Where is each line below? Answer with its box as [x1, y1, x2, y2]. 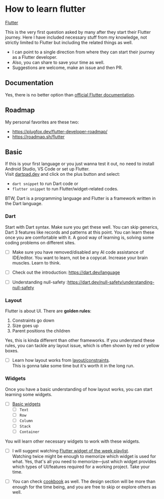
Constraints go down [12, 317, 55, 324]
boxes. [5, 348, 19, 354]
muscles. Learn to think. [12, 260, 61, 265]
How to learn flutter [5, 3, 86, 15]
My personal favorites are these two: [5, 119, 79, 125]
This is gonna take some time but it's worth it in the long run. [12, 363, 135, 369]
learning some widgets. [5, 391, 52, 397]
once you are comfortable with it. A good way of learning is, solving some [5, 234, 154, 240]
